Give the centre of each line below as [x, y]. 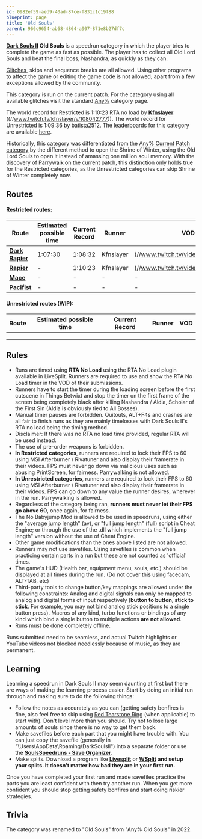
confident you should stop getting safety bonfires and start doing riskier [95, 790]
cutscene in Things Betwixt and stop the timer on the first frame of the [102, 395]
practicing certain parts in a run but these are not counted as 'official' [101, 555]
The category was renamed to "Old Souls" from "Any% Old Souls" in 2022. [99, 829]
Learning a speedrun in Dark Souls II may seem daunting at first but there [97, 683]
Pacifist [20, 287]
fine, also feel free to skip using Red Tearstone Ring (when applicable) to [105, 714]
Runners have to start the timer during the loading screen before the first [105, 389]
